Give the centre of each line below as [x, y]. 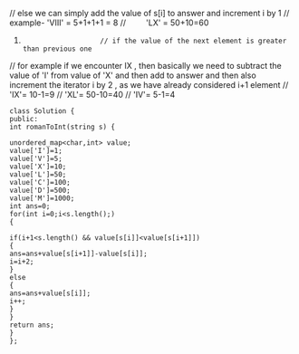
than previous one [57, 49]
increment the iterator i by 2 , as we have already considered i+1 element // [149, 85]
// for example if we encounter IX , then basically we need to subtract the [146, 66]
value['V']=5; [36, 158]
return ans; [32, 325]
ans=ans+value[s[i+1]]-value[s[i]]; [78, 254]
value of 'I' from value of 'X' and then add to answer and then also [133, 75]
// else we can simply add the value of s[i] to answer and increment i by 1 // [149, 13]
